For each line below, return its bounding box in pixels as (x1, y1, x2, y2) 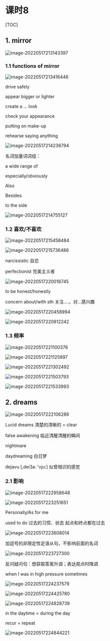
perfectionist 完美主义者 (5, 269, 56, 275)
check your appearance (5, 113, 55, 119)
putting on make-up (5, 123, 46, 129)
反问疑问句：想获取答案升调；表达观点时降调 (5, 561, 98, 567)
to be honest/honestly (5, 288, 51, 294)
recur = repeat (5, 620, 35, 626)
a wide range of (5, 163, 38, 169)
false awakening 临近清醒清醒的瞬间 (5, 433, 80, 439)
